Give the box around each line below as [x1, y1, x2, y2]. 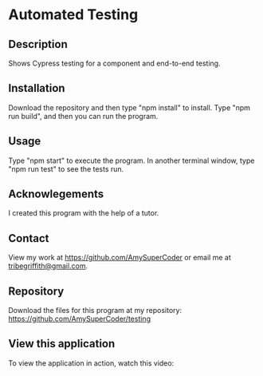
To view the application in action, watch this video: [8, 358, 175, 368]
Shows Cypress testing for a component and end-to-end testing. [8, 58, 221, 68]
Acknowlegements [8, 188, 104, 201]
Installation [8, 81, 65, 95]
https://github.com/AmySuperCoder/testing [8, 314, 151, 324]
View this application [8, 337, 116, 350]
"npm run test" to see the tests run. [8, 164, 124, 173]
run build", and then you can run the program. [8, 111, 159, 121]
